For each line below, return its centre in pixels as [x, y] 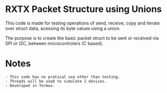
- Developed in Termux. [30, 85]
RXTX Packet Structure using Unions [83, 9]
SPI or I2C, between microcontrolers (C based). [54, 43]
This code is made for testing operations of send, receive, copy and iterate [82, 23]
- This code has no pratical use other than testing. [63, 77]
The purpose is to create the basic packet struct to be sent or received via [82, 38]
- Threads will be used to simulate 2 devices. [56, 81]
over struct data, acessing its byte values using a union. [63, 28]
